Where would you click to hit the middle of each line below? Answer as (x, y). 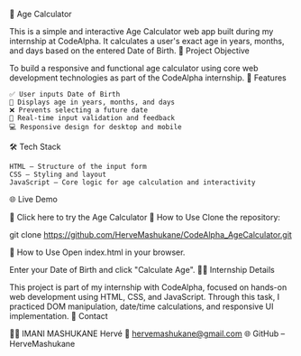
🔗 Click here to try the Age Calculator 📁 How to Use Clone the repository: (145, 217)
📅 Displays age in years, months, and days (92, 102)
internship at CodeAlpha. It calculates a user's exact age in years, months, (147, 41)
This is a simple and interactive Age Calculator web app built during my (141, 31)
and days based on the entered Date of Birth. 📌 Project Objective (130, 51)
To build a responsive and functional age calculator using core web (134, 68)
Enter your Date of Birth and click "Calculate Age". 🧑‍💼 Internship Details (142, 270)
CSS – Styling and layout (58, 174)
